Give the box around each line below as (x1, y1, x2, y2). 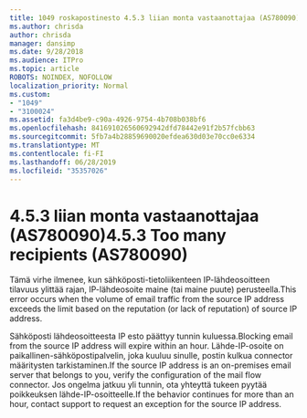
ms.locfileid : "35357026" (9, 166, 108, 175)
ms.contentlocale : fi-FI (9, 149, 104, 158)
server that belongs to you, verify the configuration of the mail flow (9, 370, 262, 381)
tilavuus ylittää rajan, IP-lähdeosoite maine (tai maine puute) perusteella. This (9, 284, 297, 295)
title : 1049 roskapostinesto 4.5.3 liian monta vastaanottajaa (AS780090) (9, 13, 301, 23)
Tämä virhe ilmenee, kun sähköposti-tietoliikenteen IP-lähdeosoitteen (9, 275, 270, 286)
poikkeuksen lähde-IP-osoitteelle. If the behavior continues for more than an (9, 389, 294, 400)
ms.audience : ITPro (9, 56, 84, 65)
